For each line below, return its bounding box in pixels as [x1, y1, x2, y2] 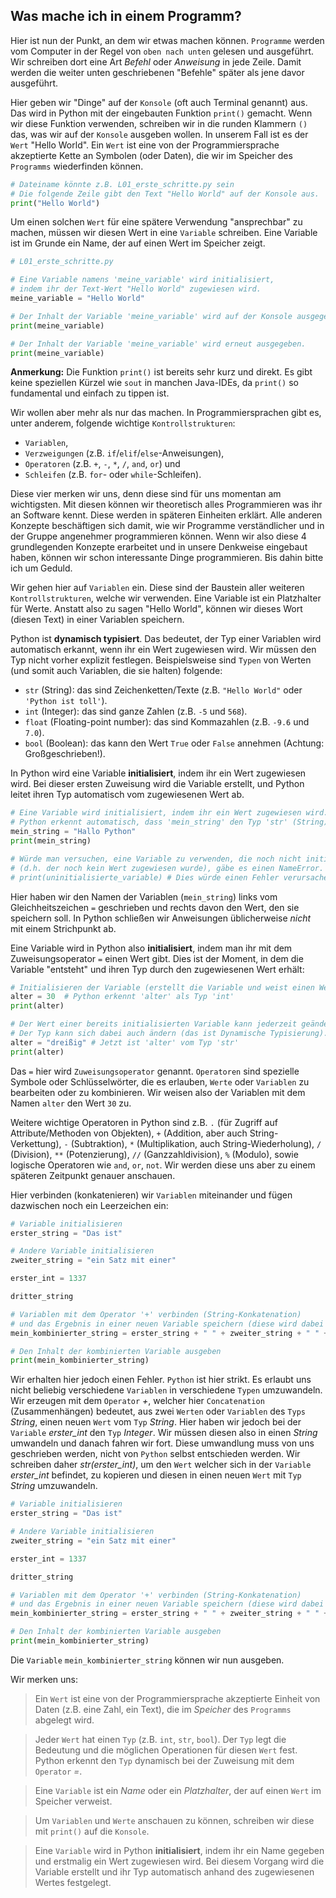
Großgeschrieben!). [24, 748, 106, 760]
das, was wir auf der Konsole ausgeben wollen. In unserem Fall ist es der [10, 128, 309, 140]
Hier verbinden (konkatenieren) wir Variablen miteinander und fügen [10, 1189, 293, 1201]
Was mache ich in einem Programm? [10, 8, 242, 25]
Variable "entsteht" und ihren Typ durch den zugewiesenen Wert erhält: [10, 963, 305, 975]
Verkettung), [10, 1137, 62, 1149]
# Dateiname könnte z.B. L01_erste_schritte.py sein [10, 179, 235, 189]
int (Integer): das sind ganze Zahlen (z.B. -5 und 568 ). [24, 705, 248, 718]
